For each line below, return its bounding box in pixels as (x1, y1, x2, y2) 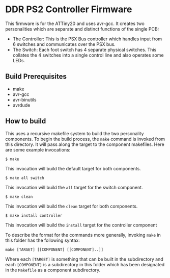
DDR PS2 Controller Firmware (5, 4, 132, 15)
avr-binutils (12, 96, 37, 103)
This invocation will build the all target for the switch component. (5, 184, 144, 190)
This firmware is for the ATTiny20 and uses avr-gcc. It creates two (5, 20, 145, 27)
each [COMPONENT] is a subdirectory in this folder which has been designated (5, 261, 165, 267)
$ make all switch (5, 175, 44, 181)
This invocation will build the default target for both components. (5, 165, 141, 171)
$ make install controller (5, 213, 63, 218)
